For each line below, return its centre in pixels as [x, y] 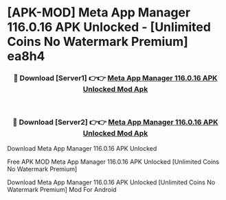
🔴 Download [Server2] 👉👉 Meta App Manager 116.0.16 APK [115, 123]
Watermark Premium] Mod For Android [62, 189]
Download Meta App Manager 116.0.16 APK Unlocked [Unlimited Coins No [111, 182]
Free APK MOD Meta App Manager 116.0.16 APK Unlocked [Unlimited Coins [113, 162]
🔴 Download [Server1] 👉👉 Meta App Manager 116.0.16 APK [115, 78]
